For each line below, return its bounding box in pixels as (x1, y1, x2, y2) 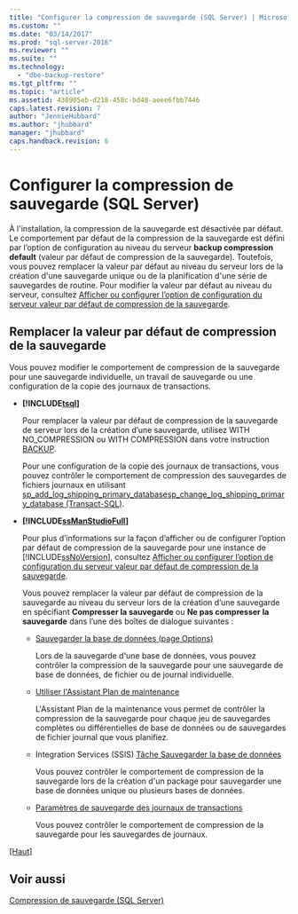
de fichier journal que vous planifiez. (35, 731, 169, 742)
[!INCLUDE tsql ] (21, 398, 80, 408)
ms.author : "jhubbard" (9, 121, 93, 130)
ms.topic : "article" (9, 87, 86, 96)
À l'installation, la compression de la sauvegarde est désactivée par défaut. (9, 223, 284, 233)
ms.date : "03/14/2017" (9, 29, 93, 38)
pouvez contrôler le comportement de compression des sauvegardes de (21, 469, 286, 480)
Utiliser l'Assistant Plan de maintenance (35, 686, 180, 697)
